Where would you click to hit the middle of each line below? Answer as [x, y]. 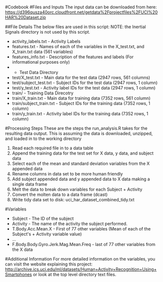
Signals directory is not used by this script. [48, 32]
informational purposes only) [41, 62]
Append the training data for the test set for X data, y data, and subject [83, 153]
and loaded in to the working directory [43, 139]
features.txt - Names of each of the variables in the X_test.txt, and [78, 46]
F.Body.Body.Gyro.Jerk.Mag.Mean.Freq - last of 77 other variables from [84, 244]
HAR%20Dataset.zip [25, 17]
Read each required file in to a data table [53, 148]
